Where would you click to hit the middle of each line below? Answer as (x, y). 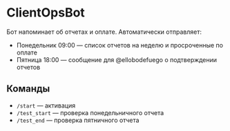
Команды (28, 89)
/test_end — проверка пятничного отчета (78, 120)
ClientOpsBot (46, 13)
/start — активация (46, 105)
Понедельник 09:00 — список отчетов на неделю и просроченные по (120, 45)
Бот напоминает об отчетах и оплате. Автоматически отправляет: (104, 32)
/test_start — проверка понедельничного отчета (90, 112)
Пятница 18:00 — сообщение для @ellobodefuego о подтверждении (117, 59)
